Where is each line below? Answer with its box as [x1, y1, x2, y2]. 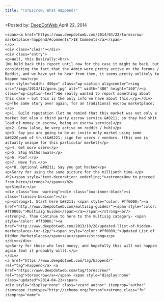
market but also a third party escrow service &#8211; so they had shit [5, 115, 157, 120]
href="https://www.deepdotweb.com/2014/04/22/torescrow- [25, 32, 144, 37]
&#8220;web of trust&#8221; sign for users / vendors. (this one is [5, 135, 148, 140]
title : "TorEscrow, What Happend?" [5, 8, 78, 13]
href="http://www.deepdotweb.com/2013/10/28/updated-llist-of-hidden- [5, 223, 153, 228]
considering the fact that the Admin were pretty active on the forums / [5, 66, 160, 71]
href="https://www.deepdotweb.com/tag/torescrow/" [5, 268, 111, 273]
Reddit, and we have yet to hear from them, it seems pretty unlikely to [5, 71, 160, 76]
